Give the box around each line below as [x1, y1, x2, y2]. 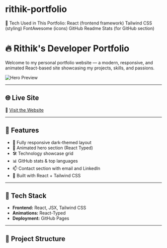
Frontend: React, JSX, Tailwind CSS [12, 205, 86, 211]
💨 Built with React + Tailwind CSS [12, 172, 81, 178]
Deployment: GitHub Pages [12, 216, 70, 222]
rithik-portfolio [5, 3, 67, 15]
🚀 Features [5, 126, 39, 135]
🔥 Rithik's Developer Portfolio [5, 43, 130, 54]
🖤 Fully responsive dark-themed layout [12, 139, 92, 145]
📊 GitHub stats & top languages [12, 158, 78, 164]
